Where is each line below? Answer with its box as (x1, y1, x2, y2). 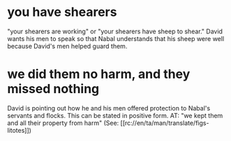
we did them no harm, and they (7, 67, 191, 82)
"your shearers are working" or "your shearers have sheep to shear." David (7, 27, 223, 35)
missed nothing (7, 81, 100, 97)
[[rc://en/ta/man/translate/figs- (120, 119, 209, 127)
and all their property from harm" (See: (7, 119, 119, 127)
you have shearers (7, 4, 117, 20)
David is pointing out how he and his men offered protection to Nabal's (7, 103, 211, 112)
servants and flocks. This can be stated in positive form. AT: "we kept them (7, 111, 223, 119)
